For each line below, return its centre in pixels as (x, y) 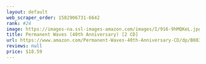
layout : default (27, 12)
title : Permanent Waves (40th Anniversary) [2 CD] (72, 35)
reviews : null (25, 46)
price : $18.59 (25, 52)
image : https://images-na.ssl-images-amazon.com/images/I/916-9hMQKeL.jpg (104, 29)
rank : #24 (19, 23)
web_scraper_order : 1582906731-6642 (53, 18)
